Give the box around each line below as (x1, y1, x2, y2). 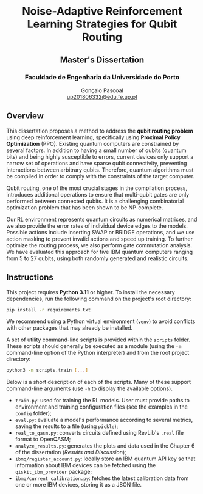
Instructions (6, 272, 53, 283)
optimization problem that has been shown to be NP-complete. (6, 203, 163, 211)
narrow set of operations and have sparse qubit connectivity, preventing (6, 159, 187, 167)
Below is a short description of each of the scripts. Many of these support (6, 379, 191, 386)
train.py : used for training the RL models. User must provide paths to (15, 397, 190, 404)
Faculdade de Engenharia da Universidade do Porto (24, 73, 180, 81)
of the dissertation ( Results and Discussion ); (15, 449, 126, 456)
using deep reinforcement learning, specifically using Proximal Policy (6, 133, 181, 141)
